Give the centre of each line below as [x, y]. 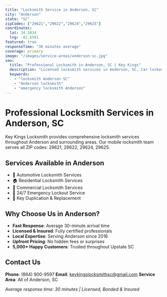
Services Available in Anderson [55, 163]
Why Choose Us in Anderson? [53, 214]
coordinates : [19, 28]
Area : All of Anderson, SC [32, 279]
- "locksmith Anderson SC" [42, 79]
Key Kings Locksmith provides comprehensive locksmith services [72, 137]
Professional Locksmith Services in [80, 113]
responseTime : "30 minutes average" [43, 47]
